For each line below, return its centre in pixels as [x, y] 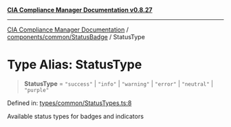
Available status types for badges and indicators [76, 116]
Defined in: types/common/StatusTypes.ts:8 [69, 103]
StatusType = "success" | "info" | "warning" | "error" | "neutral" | [119, 83]
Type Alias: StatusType [75, 65]
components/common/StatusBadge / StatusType [76, 37]
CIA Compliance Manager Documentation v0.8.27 [80, 10]
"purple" [36, 90]
